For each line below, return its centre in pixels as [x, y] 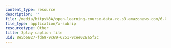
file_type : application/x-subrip [41, 24]
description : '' [22, 14]
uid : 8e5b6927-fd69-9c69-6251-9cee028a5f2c [52, 38]
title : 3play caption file [34, 33]
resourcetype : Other [27, 28]
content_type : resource [31, 10]
